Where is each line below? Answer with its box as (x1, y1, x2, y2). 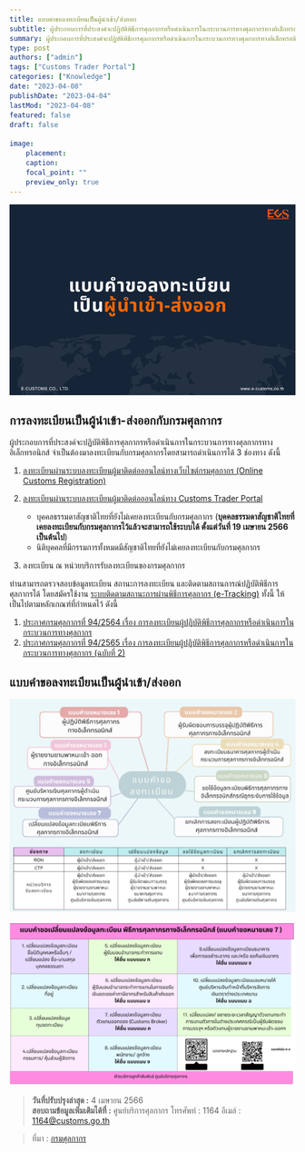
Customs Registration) (22, 475, 106, 486)
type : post (9, 44, 51, 53)
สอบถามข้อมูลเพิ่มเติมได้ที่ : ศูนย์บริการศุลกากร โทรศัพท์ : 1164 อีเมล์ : (31, 1105, 241, 1117)
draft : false (9, 120, 59, 129)
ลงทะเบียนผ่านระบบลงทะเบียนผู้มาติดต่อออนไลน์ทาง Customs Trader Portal (22, 493, 263, 504)
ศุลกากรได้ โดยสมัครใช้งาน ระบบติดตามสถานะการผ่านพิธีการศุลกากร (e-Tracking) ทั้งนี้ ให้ (9, 589, 285, 600)
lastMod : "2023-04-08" (9, 101, 95, 110)
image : (9, 139, 34, 149)
